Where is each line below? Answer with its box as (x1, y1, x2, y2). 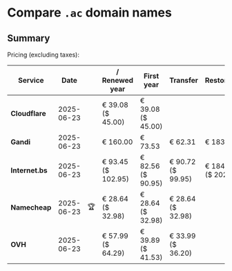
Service (18, 76, 44, 85)
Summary (7, 32, 50, 44)
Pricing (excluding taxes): (7, 50, 80, 59)
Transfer (168, 76, 199, 85)
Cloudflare (10, 109, 46, 118)
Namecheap (10, 203, 52, 212)
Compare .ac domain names (7, 5, 173, 21)
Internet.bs (10, 165, 48, 175)
